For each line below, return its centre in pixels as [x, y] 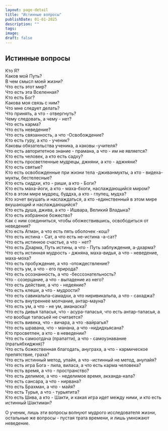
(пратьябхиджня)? [25, 344]
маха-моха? [18, 258]
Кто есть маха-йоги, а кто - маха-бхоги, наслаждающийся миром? [77, 188]
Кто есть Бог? [20, 97]
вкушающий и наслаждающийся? [41, 204]
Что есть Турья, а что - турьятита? [42, 392]
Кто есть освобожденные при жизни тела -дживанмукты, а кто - [75, 172]
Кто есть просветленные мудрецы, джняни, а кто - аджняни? [71, 161]
